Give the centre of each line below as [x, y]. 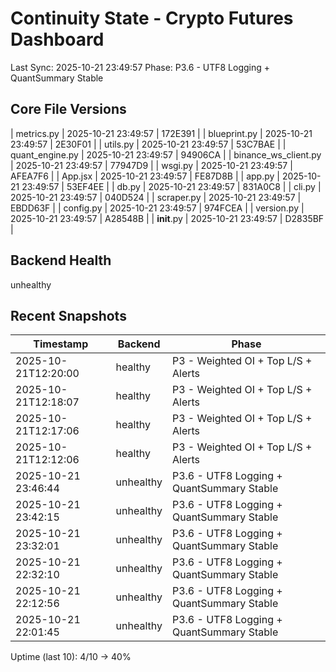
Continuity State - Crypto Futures [152, 18]
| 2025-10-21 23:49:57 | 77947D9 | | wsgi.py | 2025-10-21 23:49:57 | [151, 165]
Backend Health [61, 260]
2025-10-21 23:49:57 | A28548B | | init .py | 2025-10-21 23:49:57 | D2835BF [167, 218]
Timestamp [61, 344]
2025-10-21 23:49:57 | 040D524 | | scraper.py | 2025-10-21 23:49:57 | [156, 197]
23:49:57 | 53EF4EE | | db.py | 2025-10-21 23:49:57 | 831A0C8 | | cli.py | [171, 186]
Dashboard [57, 39]
